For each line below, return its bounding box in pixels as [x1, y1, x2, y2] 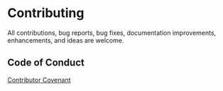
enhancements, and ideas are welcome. [7, 36, 124, 44]
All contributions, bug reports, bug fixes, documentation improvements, [7, 28, 217, 37]
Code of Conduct [7, 57, 85, 69]
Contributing [7, 5, 85, 21]
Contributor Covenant [7, 75, 71, 84]
